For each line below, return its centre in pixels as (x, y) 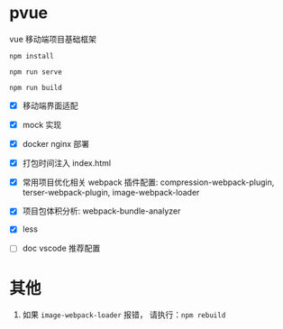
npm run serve (36, 72)
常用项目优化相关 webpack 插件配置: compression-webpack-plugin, (148, 182)
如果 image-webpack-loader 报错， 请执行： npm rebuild (124, 315)
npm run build (36, 87)
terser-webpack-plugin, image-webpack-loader (111, 193)
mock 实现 (42, 125)
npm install (32, 56)
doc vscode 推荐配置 (61, 248)
